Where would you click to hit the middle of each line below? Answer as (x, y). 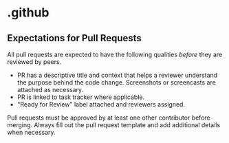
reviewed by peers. (34, 62)
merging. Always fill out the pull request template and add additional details (114, 125)
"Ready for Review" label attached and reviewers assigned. (101, 104)
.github (28, 13)
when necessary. (32, 132)
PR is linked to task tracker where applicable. (81, 97)
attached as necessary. (50, 90)
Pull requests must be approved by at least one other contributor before (109, 118)
